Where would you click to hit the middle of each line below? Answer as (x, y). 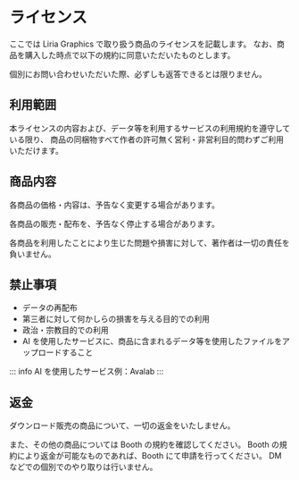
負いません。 (33, 254)
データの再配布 (50, 307)
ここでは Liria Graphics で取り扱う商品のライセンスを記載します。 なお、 (143, 44)
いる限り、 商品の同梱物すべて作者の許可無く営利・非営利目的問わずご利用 (146, 139)
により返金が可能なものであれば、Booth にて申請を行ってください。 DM (149, 456)
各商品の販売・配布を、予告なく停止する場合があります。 (115, 223)
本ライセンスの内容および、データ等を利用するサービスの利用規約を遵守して (150, 128)
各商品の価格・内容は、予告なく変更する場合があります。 (115, 205)
